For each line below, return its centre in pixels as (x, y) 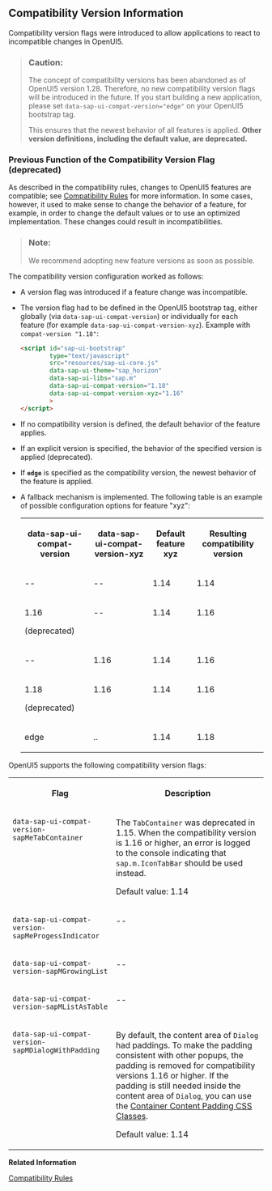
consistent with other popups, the (180, 1055)
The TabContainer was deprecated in (186, 823)
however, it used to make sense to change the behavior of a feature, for (127, 205)
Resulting (228, 534)
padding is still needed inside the (178, 1086)
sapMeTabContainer (48, 838)
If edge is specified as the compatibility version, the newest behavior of (138, 472)
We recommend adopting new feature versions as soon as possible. (141, 260)
